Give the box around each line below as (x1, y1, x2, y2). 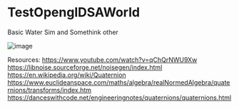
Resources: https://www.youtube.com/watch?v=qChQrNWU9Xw (7, 55, 198, 64)
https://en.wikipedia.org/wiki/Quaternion (7, 71, 126, 79)
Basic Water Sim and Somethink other (7, 28, 119, 36)
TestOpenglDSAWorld (7, 4, 141, 21)
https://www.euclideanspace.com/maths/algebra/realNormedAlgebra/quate (7, 78, 230, 86)
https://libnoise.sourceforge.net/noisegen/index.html (7, 63, 163, 71)
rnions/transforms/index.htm (7, 85, 91, 94)
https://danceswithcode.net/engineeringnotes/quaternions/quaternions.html (7, 93, 232, 102)
